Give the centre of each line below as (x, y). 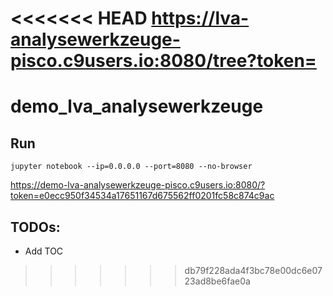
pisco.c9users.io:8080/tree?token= (163, 61)
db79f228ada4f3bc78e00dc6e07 (253, 270)
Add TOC (44, 251)
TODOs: (35, 227)
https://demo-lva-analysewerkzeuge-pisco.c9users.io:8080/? (138, 185)
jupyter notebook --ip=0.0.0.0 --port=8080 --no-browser (131, 167)
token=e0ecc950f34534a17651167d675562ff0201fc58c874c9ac (142, 196)
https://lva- (200, 18)
